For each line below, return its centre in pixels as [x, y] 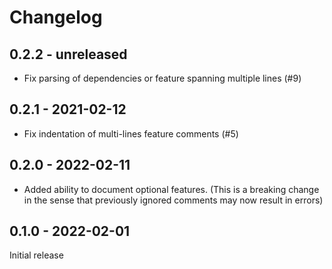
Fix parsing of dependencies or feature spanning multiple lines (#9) [162, 78]
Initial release [36, 255]
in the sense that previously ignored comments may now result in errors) [173, 200]
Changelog [56, 17]
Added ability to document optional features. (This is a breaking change [171, 189]
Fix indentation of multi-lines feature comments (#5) [131, 133]
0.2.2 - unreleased [68, 54]
